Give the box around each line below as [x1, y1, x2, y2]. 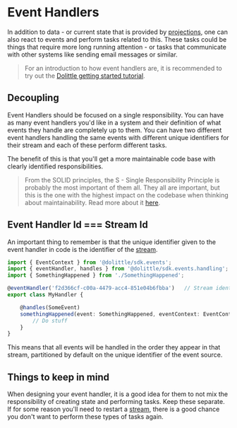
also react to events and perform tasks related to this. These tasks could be [7, 35, 227, 43]
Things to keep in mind [7, 371, 110, 383]
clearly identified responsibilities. [7, 162, 104, 170]
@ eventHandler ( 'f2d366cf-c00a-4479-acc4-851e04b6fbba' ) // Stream [7, 284, 213, 292]
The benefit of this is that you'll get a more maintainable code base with [7, 154, 216, 163]
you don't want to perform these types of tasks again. [7, 412, 164, 421]
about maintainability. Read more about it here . [24, 198, 161, 207]
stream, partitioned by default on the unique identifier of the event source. [7, 351, 223, 359]
